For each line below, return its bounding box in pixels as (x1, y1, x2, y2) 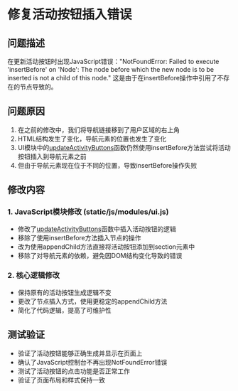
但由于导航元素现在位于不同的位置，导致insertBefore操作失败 (17, 161, 198, 169)
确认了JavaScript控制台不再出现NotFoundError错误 (17, 358, 168, 366)
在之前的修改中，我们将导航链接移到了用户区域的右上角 (17, 125, 180, 134)
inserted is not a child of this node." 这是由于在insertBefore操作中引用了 (7, 74, 217, 82)
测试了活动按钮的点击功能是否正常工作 (17, 367, 130, 375)
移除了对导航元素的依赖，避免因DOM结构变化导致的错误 (17, 251, 183, 259)
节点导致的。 (19, 82, 58, 91)
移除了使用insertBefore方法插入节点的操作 (17, 233, 141, 242)
